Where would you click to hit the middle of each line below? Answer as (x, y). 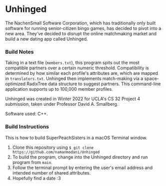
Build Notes (19, 52)
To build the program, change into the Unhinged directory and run (80, 157)
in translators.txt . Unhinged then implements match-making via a (74, 79)
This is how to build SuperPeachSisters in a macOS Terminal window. (76, 138)
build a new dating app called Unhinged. (47, 39)
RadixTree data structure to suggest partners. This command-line (94, 84)
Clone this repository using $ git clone (53, 147)
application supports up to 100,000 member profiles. (59, 89)
